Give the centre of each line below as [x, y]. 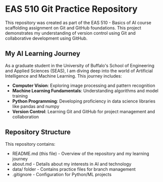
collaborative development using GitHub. [46, 38]
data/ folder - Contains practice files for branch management [74, 169]
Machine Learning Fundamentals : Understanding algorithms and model [85, 91]
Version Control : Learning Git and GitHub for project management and [84, 111]
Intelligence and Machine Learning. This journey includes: [64, 76]
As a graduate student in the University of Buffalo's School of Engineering [80, 65]
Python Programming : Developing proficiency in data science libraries [84, 101]
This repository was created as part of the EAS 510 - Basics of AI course [78, 23]
